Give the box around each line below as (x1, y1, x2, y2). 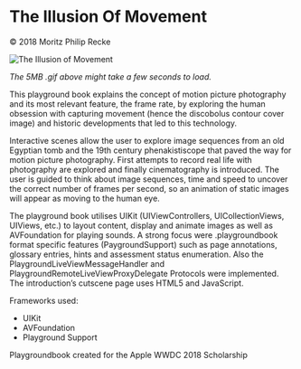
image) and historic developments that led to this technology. (9, 118, 238, 128)
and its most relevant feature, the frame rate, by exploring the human (9, 98, 267, 109)
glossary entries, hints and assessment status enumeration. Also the (9, 249, 264, 260)
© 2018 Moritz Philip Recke (9, 36, 111, 47)
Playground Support (22, 332, 98, 343)
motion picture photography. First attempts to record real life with (9, 154, 253, 165)
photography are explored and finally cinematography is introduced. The (9, 164, 280, 175)
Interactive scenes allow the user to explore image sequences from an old (9, 135, 285, 146)
